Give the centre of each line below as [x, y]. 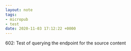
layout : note [19, 10]
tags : [11, 15]
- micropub [17, 19]
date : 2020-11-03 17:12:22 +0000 [41, 29]
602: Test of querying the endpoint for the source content [65, 43]
